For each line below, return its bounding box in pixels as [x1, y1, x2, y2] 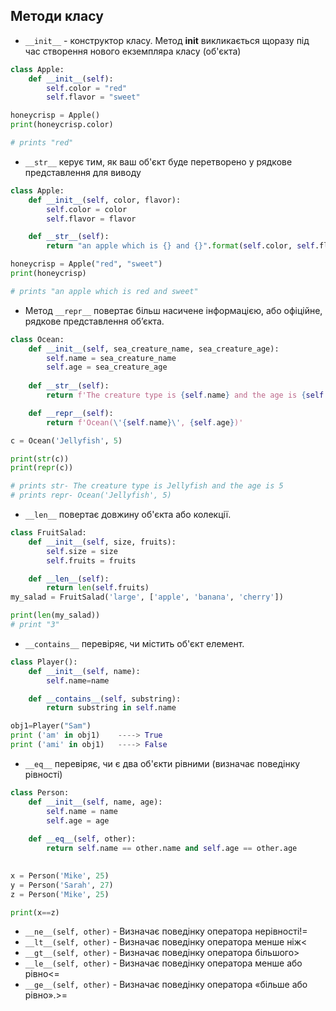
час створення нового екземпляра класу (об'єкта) [24, 45, 242, 57]
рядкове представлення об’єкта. [24, 315, 165, 327]
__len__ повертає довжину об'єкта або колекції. [24, 509, 232, 521]
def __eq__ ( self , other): [28, 834, 137, 844]
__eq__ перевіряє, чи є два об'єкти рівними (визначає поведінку [24, 757, 301, 769]
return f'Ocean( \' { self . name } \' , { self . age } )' [46, 417, 244, 428]
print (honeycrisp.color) [10, 120, 114, 130]
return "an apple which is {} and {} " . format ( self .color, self [46, 241, 315, 251]
